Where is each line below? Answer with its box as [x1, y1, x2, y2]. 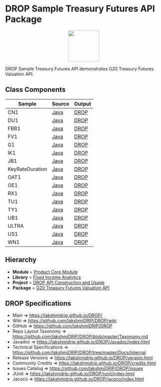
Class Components [5, 85, 66, 94]
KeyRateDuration [7, 165, 47, 172]
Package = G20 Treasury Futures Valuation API [12, 285, 110, 291]
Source [51, 100, 70, 107]
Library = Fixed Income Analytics [12, 274, 81, 280]
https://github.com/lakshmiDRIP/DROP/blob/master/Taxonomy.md [12, 334, 149, 340]
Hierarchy [5, 256, 37, 264]
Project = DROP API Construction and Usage [12, 279, 105, 285]
